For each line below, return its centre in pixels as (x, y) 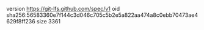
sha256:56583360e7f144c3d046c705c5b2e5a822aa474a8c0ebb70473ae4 (102, 15)
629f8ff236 (21, 21)
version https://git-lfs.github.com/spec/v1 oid (63, 9)
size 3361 (49, 21)
